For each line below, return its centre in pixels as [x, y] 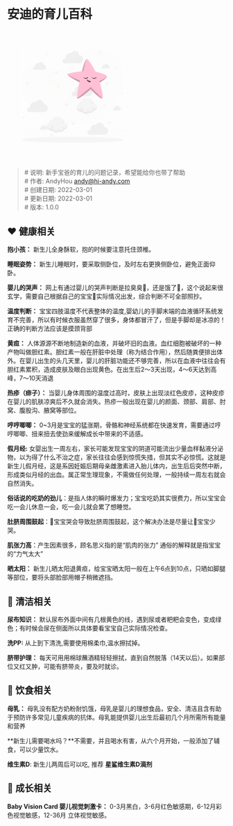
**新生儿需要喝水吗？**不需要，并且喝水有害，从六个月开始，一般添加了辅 [114, 740]
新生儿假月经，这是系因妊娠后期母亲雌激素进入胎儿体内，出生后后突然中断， [116, 466]
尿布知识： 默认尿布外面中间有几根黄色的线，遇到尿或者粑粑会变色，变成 [111, 619]
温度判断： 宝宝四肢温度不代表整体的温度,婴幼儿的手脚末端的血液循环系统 [112, 311]
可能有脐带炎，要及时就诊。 [83, 666]
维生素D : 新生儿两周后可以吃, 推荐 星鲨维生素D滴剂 [80, 764]
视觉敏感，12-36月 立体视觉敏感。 [62, 815]
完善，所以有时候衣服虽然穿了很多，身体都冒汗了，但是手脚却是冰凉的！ [122, 320]
